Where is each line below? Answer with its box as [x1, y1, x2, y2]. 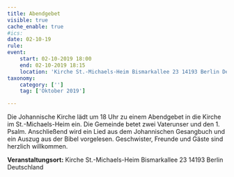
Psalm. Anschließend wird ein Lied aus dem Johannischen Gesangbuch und [7, 128, 225, 136]
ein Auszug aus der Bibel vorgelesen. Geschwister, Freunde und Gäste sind [7, 135, 224, 143]
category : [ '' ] [19, 81, 64, 88]
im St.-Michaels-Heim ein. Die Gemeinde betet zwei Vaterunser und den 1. [7, 120, 221, 128]
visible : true [7, 17, 49, 24]
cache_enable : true [7, 23, 64, 30]
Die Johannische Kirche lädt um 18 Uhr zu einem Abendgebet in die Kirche [7, 112, 221, 121]
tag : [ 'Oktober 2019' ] [19, 87, 86, 94]
